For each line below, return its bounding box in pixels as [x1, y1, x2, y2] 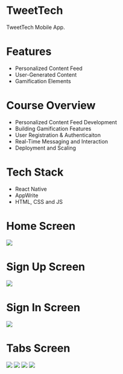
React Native [14, 185, 47, 192]
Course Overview [6, 99, 96, 112]
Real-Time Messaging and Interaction [14, 138, 109, 145]
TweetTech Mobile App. [6, 24, 65, 31]
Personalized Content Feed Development [14, 118, 118, 125]
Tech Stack [6, 165, 64, 179]
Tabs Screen [6, 341, 71, 355]
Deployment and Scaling [14, 144, 77, 151]
